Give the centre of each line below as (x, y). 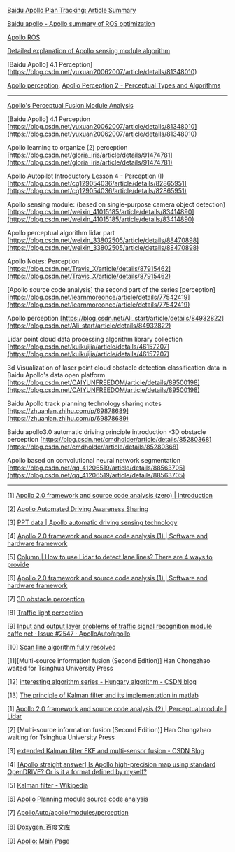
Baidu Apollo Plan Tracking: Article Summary (72, 10)
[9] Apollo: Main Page (38, 841)
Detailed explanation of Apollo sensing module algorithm (89, 51)
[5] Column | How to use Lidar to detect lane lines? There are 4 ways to (110, 557)
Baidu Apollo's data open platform (56, 375)
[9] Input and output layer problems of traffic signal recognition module (109, 626)
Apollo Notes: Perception (43, 261)
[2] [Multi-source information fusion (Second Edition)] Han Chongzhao (109, 730)
